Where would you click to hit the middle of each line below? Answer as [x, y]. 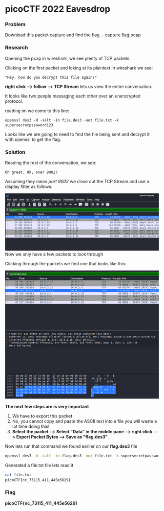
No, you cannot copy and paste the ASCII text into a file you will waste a [84, 421]
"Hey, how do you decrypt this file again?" [51, 77]
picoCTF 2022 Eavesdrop [58, 9]
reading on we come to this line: [37, 111]
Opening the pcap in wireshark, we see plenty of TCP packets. [68, 58]
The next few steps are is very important [47, 406]
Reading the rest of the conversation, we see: [51, 163]
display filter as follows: [29, 186]
